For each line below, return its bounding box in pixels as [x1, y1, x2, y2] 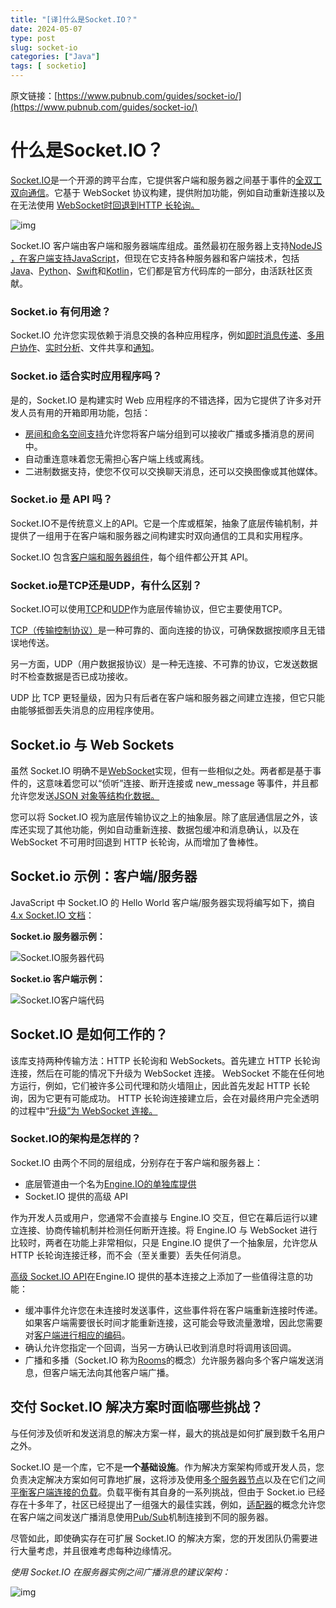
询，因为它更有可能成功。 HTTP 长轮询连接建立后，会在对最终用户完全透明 [10, 1092, 320, 1104]
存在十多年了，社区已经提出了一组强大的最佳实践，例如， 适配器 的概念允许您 [10, 1498, 326, 1510]
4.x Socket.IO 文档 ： [10, 909, 95, 921]
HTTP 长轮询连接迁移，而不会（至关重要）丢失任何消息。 [10, 1249, 247, 1261]
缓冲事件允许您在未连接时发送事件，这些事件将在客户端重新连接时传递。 [24, 1304, 323, 1316]
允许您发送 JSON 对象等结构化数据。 [10, 789, 160, 801]
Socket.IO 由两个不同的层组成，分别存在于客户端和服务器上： [10, 1156, 263, 1168]
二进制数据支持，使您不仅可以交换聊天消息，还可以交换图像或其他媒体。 [24, 465, 323, 477]
